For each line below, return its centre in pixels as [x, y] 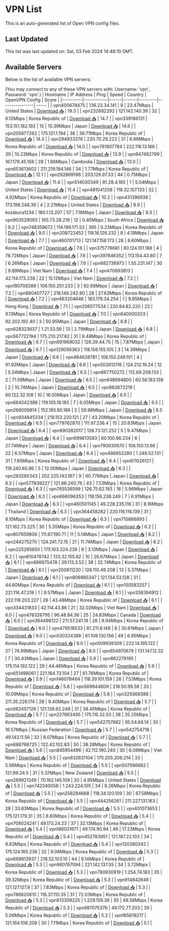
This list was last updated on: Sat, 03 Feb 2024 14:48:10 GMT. [70, 51]
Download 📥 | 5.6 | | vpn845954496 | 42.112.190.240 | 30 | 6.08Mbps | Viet [83, 750]
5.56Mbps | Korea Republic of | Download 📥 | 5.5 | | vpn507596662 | [77, 765]
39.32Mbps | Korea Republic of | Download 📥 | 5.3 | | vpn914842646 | [78, 880]
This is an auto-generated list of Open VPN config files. [62, 23]
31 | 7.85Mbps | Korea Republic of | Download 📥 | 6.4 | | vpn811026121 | [79, 460]
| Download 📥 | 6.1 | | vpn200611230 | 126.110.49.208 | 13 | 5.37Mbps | [78, 570]
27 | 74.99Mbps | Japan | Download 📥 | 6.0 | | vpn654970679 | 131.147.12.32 [84, 651]
